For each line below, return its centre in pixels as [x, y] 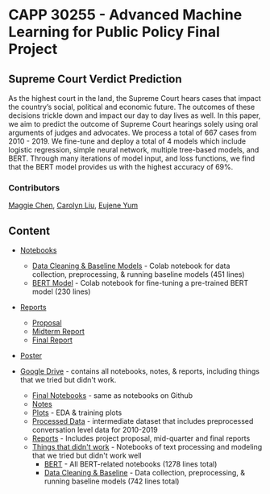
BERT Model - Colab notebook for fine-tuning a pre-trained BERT [140, 283]
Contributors [34, 187]
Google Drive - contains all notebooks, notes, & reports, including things [140, 371]
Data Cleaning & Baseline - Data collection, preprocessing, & [145, 473]
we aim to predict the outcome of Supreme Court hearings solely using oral [133, 124]
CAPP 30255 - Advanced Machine [125, 15]
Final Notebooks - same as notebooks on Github [112, 396]
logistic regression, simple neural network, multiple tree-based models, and [134, 150]
